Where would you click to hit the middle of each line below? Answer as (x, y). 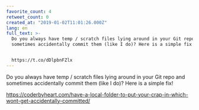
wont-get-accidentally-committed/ (48, 101)
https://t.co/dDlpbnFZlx (42, 60)
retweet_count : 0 (28, 17)
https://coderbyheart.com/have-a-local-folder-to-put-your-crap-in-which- (97, 94)
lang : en (17, 28)
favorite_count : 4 (29, 11)
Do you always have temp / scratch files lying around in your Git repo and (96, 76)
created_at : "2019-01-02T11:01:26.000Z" (57, 22)
